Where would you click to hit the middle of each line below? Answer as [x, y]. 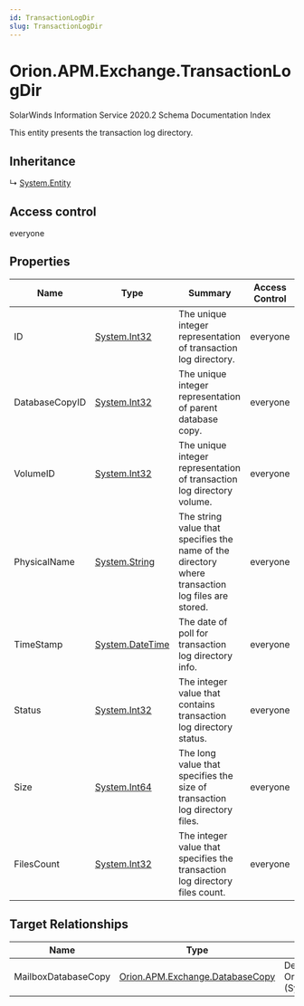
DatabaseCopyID [50, 402]
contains [196, 704]
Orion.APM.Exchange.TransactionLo [150, 71]
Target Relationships [69, 925]
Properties [40, 262]
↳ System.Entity [40, 183]
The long [197, 752]
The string [200, 516]
